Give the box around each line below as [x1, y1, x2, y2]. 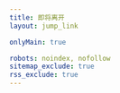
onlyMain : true [9, 38, 67, 46]
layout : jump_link [9, 21, 78, 30]
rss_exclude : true [9, 71, 78, 80]
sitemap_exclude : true [9, 62, 95, 72]
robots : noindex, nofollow [9, 54, 111, 63]
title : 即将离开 [9, 13, 65, 22]
